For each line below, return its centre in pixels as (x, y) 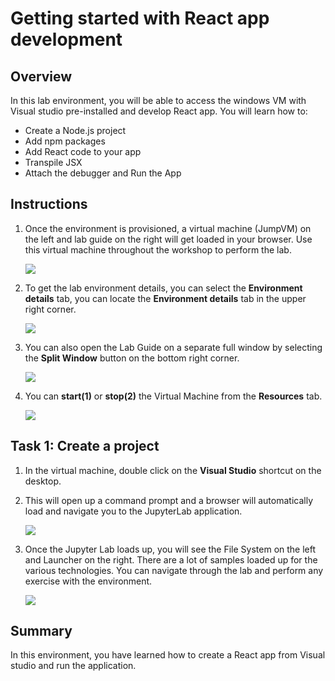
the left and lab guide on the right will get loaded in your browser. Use (168, 239)
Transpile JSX (53, 162)
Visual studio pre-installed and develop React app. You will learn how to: (159, 111)
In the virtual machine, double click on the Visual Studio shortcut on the (173, 470)
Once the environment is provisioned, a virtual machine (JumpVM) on (168, 228)
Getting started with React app (140, 18)
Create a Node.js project (75, 130)
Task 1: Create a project (85, 446)
